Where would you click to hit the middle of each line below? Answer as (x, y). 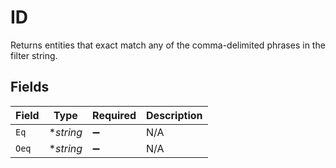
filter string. (34, 55)
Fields (30, 87)
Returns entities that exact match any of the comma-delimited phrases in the (168, 45)
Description (174, 115)
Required (114, 115)
